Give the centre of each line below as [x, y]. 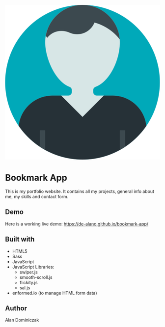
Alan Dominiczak [22, 320]
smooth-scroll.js [36, 277]
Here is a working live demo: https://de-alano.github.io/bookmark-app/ [77, 224]
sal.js [25, 288]
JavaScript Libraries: [33, 267]
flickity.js [28, 282]
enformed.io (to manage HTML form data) [55, 293]
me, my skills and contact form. [37, 196]
